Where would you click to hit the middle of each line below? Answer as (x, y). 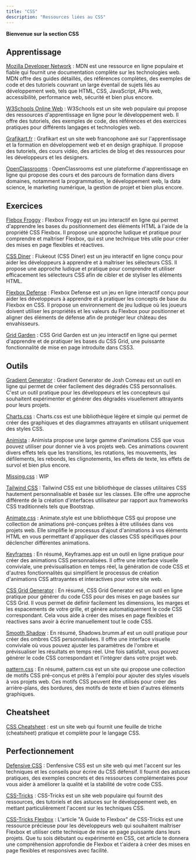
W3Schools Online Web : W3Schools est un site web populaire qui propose (97, 108)
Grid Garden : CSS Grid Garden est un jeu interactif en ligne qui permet (92, 335)
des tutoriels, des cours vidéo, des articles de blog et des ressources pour (96, 151)
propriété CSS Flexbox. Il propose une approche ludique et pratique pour (94, 233)
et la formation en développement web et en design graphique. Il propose (94, 145)
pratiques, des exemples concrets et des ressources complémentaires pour (97, 778)
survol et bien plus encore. (38, 465)
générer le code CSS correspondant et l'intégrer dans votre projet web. (92, 658)
